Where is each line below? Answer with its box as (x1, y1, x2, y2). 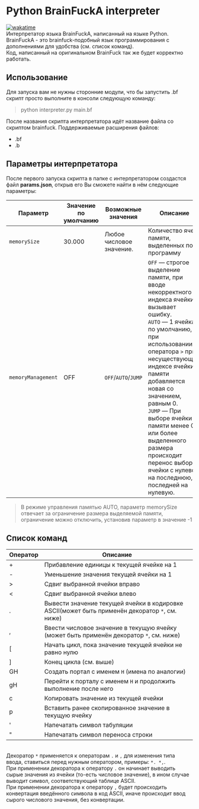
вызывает (147, 303, 176, 311)
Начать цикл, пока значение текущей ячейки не (44, 641, 182, 649)
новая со (147, 384, 174, 392)
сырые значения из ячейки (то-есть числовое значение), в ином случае (6, 771, 190, 778)
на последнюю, (147, 473, 193, 481)
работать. (6, 55, 31, 62)
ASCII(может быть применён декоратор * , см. (44, 607, 177, 615)
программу (147, 248, 181, 256)
